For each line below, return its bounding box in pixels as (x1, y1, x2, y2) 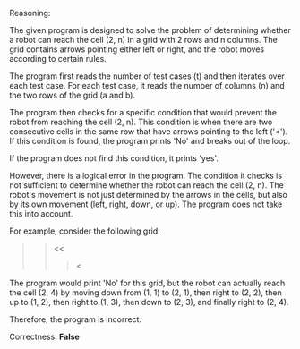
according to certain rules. (9, 54, 107, 64)
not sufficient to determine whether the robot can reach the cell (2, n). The (9, 180, 284, 191)
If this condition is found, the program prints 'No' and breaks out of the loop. (9, 136, 291, 146)
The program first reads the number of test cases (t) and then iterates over (9, 71, 285, 81)
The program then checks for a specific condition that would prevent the (9, 107, 278, 117)
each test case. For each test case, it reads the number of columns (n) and (9, 81, 285, 90)
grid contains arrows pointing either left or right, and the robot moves (9, 44, 265, 55)
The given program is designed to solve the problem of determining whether (9, 25, 291, 35)
